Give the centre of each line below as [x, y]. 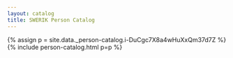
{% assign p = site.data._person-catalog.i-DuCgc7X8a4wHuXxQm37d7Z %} [117, 39]
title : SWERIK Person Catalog [51, 20]
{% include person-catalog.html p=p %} [65, 47]
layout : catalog [31, 13]
